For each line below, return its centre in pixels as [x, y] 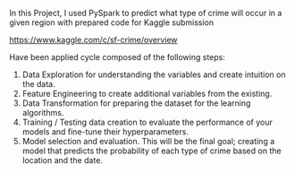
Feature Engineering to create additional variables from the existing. [147, 94]
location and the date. [62, 160]
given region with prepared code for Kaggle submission [112, 22]
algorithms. [43, 112]
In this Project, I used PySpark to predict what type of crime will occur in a [146, 13]
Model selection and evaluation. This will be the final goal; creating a [148, 141]
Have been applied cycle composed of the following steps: [118, 57]
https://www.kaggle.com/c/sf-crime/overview [93, 40]
